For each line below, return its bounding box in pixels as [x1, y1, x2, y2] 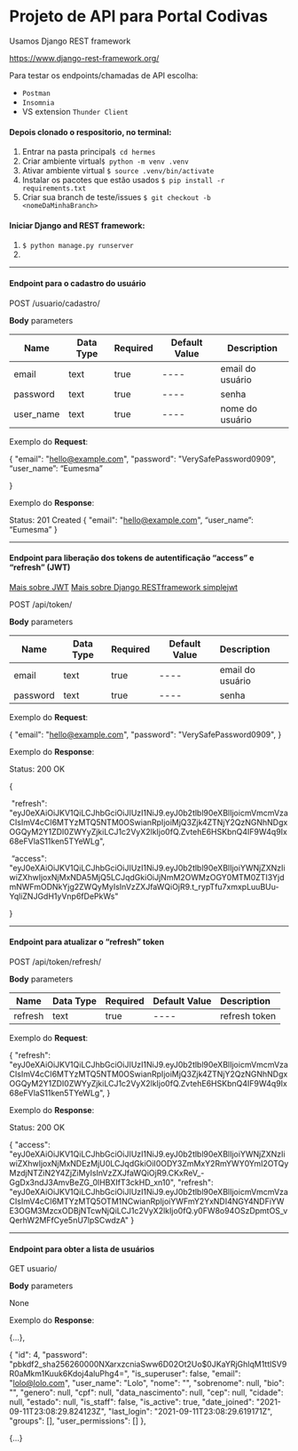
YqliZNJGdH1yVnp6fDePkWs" [9, 891, 119, 902]
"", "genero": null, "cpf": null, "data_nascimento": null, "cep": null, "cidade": [9, 1387, 284, 1398]
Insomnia [21, 98, 55, 108]
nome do [220, 402, 258, 414]
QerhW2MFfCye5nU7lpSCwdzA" [9, 1215, 129, 1225]
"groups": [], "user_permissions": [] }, [9, 1415, 146, 1426]
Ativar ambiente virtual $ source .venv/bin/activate [21, 165, 215, 176]
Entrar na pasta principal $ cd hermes [21, 147, 156, 157]
